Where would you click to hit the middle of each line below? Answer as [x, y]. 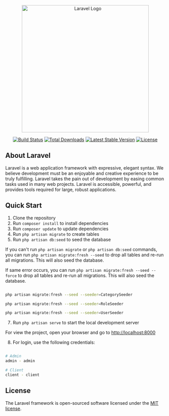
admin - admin [20, 361]
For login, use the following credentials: [54, 342]
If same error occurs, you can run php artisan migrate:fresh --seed [77, 270]
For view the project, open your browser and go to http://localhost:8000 [80, 332]
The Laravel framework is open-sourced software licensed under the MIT [82, 403]
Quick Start [24, 205]
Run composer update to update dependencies [60, 229]
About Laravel [28, 156]
